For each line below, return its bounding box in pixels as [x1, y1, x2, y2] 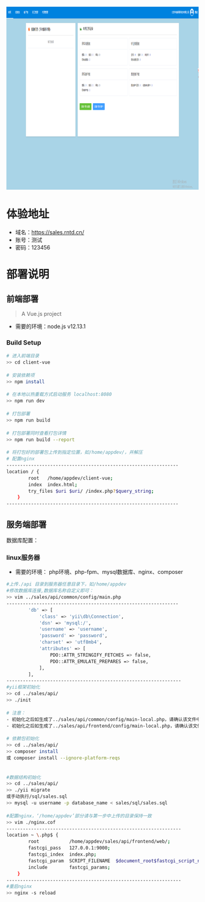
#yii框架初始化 [6, 684, 41, 690]
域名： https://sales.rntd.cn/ [15, 228, 84, 235]
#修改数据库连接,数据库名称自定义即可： [6, 588, 94, 594]
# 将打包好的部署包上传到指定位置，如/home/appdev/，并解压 [6, 449, 143, 456]
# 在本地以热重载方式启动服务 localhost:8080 [6, 392, 112, 398]
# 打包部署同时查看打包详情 [6, 430, 67, 436]
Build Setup [6, 338, 41, 346]
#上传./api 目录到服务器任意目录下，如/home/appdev [6, 581, 127, 587]
